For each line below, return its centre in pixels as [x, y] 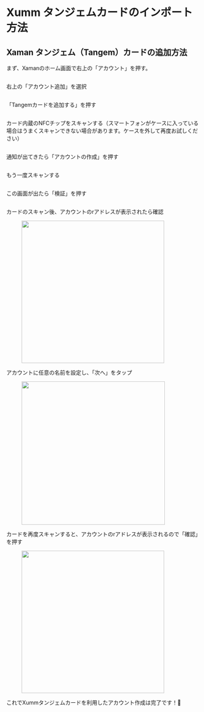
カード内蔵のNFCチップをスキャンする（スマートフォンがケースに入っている [103, 123]
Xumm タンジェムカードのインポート [100, 13]
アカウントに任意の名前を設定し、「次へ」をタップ [69, 373]
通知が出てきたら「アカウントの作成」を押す [63, 157]
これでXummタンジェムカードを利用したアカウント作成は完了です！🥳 [94, 703]
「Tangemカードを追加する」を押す [51, 105]
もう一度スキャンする [33, 175]
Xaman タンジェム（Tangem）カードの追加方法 [97, 52]
